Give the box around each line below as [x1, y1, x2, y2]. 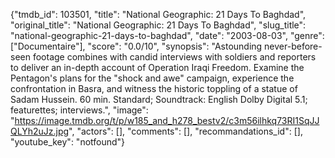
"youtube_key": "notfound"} [10, 136, 126, 148]
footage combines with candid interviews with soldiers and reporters [32, 51, 317, 63]
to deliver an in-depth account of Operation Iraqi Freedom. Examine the [10, 62, 305, 73]
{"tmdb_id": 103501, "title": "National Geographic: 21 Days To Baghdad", [10, 9, 307, 20]
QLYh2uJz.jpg [10, 125, 70, 137]
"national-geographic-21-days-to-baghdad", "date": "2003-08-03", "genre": [10, 30, 325, 41]
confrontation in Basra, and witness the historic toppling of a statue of [10, 83, 298, 94]
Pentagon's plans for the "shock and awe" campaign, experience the [10, 72, 295, 84]
